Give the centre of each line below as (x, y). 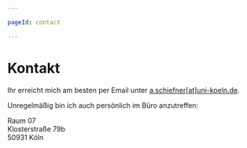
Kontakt (34, 68)
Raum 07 (22, 120)
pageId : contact (34, 22)
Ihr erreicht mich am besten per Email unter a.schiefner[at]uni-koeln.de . (124, 90)
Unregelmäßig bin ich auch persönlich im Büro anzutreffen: (103, 105)
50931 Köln (26, 137)
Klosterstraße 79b (37, 129)
